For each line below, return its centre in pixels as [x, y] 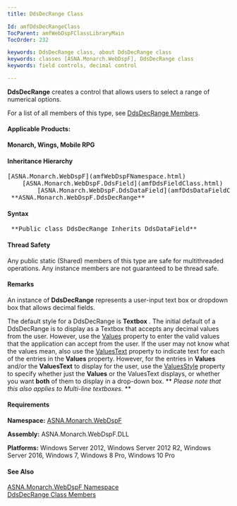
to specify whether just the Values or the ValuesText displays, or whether [114, 373]
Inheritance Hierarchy [40, 161]
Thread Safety [29, 245]
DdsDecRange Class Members [52, 495]
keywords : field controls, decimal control [72, 66]
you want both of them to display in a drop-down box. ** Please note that [114, 381]
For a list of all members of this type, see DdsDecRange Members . [104, 113]
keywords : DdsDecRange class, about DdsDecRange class [90, 53]
